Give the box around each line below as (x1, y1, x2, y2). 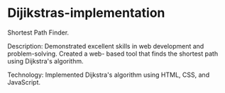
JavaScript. (7, 77, 41, 86)
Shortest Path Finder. (7, 28, 70, 37)
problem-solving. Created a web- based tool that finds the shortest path (7, 49, 219, 58)
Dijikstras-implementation (7, 5, 165, 21)
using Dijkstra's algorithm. (7, 56, 84, 65)
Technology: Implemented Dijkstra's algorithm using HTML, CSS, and (7, 70, 210, 79)
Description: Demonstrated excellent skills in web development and (7, 42, 204, 50)
